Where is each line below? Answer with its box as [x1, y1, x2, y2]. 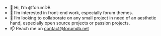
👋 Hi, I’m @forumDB [9, 5, 51, 10]
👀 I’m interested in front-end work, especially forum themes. [9, 10, 133, 16]
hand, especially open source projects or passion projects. [9, 20, 130, 26]
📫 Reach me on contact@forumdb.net [9, 26, 89, 31]
